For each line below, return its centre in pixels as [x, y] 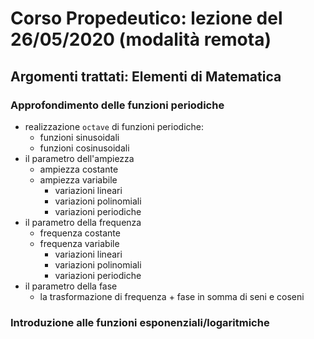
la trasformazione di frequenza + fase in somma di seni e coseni [172, 296]
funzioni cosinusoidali [84, 148]
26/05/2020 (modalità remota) [141, 39]
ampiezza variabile [78, 179]
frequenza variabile [79, 243]
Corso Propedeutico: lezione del [146, 18]
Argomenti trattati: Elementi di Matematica [146, 76]
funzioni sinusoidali [79, 137]
